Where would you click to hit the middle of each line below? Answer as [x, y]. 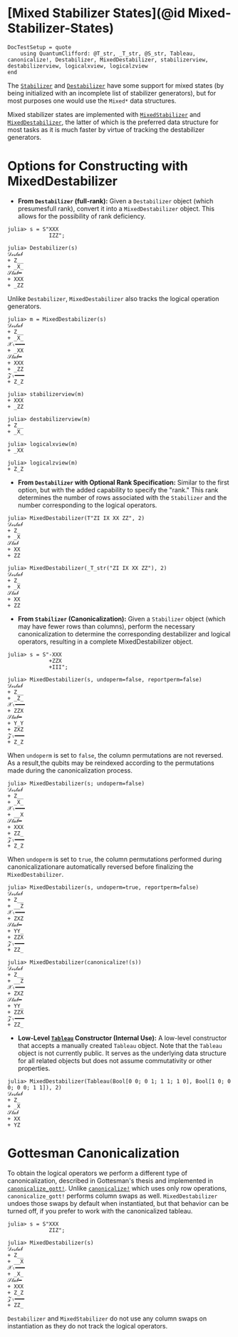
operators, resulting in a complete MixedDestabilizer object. [105, 641]
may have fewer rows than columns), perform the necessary [106, 626]
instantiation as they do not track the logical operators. [88, 1326]
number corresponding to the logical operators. [87, 505]
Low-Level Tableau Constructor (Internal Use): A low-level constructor [122, 1038]
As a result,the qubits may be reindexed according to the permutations [111, 763]
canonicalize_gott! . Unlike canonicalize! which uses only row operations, [117, 1188]
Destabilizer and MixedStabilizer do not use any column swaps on [107, 1318]
